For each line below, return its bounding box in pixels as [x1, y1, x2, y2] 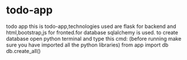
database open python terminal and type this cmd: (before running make [6, 35, 182, 42]
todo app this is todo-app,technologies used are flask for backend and [6, 23, 176, 30]
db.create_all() [6, 47, 41, 54]
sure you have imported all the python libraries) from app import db [6, 41, 169, 48]
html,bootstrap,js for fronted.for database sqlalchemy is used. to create [6, 29, 179, 36]
